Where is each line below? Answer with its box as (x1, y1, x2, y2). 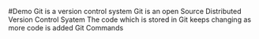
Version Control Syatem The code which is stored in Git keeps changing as (8, 15, 251, 24)
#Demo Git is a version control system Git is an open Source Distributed (8, 7, 242, 16)
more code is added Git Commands (8, 23, 124, 32)
